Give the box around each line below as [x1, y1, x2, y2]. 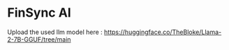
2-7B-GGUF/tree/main [7, 35, 71, 43]
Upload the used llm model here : [7, 28, 103, 36]
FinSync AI [7, 5, 71, 21]
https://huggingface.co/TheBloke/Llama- [103, 28, 222, 36]
